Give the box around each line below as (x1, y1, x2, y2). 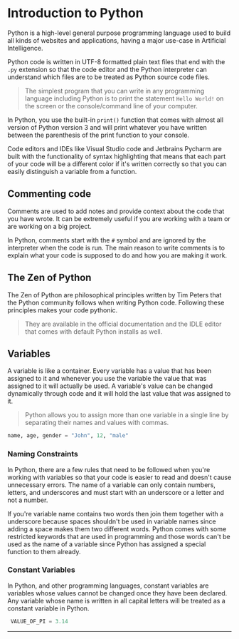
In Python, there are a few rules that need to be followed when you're (7, 465, 211, 474)
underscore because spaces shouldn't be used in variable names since (7, 517, 216, 526)
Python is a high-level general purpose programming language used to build (7, 29, 231, 37)
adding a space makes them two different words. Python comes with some (7, 524, 227, 533)
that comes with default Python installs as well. (24, 327, 163, 336)
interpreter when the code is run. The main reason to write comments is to (7, 243, 225, 252)
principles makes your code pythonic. (7, 305, 118, 315)
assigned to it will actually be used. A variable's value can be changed (7, 382, 213, 390)
